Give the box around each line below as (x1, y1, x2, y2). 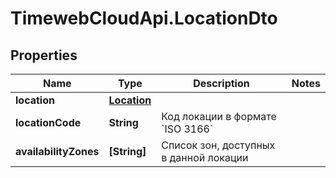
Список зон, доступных (161, 138, 276, 152)
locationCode (15, 116, 82, 129)
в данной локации (161, 151, 249, 164)
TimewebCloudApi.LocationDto (10, 7, 278, 30)
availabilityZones (15, 145, 100, 158)
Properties (10, 47, 78, 64)
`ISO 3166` (161, 122, 214, 136)
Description (193, 77, 250, 90)
